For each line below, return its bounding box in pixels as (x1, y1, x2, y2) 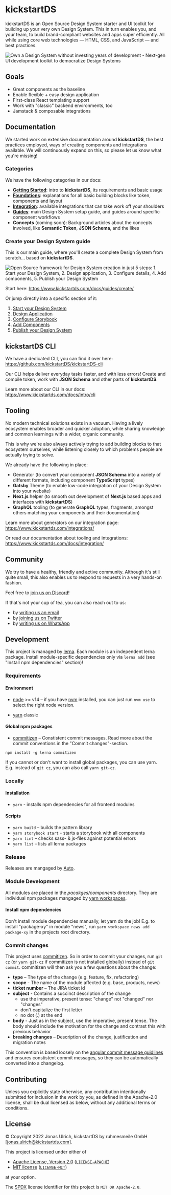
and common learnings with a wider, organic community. (5, 431, 125, 437)
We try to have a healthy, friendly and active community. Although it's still (5, 569, 160, 575)
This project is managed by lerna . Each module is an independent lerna (5, 648, 155, 655)
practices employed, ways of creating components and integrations (5, 142, 148, 148)
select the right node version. (12, 702, 75, 708)
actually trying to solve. (5, 451, 55, 458)
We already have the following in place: (5, 462, 88, 468)
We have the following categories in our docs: (5, 177, 102, 183)
